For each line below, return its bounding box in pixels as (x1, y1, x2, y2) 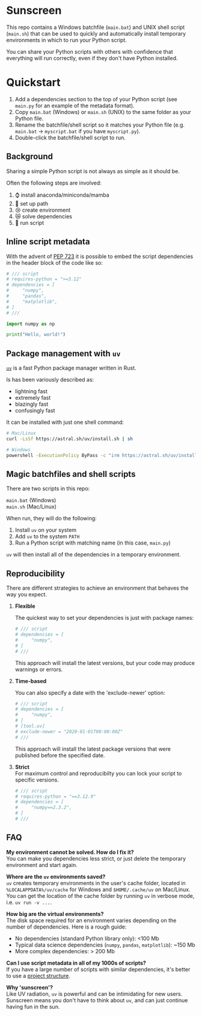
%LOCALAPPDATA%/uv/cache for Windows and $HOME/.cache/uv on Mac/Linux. (6, 886, 191, 893)
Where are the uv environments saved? (6, 872, 106, 880)
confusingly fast (14, 407, 55, 414)
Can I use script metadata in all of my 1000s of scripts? (6, 959, 146, 967)
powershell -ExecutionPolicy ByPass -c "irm (6, 452, 120, 458)
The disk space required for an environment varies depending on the (6, 917, 177, 924)
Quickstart (6, 76, 61, 89)
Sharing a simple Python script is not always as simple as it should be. (6, 167, 180, 175)
